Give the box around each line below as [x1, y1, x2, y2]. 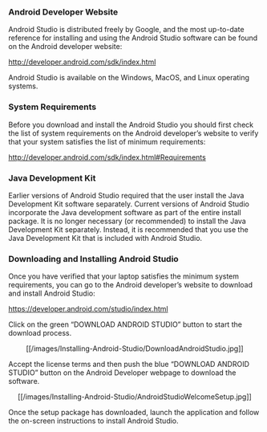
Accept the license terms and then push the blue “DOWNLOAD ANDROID [8, 360, 250, 369]
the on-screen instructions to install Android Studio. [8, 416, 179, 426]
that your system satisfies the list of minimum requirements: [8, 137, 206, 146]
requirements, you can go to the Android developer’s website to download [8, 280, 253, 290]
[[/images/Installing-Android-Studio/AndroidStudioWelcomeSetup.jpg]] [17, 392, 253, 401]
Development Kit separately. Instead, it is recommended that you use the [8, 224, 249, 234]
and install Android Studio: [8, 288, 95, 299]
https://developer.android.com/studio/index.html [8, 304, 168, 314]
